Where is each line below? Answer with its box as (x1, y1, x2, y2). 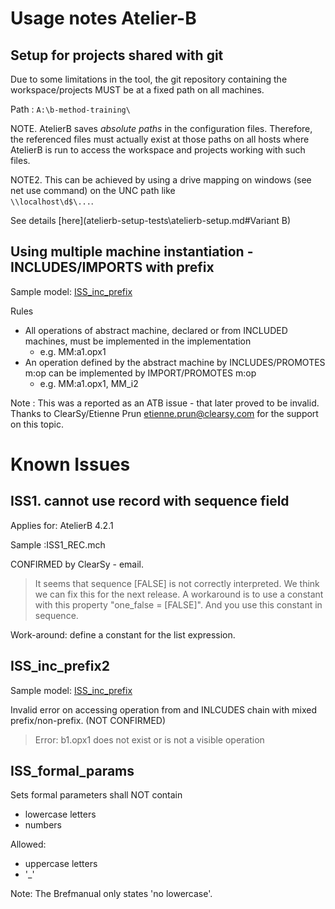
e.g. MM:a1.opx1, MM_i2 (39, 377, 139, 389)
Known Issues (10, 453, 131, 476)
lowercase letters (24, 808, 97, 821)
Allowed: (10, 838, 47, 851)
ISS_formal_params (10, 763, 135, 780)
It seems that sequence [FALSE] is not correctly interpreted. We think (34, 577, 320, 589)
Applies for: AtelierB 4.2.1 (10, 519, 114, 531)
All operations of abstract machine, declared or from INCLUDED (24, 324, 288, 336)
